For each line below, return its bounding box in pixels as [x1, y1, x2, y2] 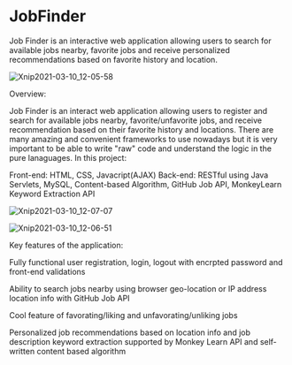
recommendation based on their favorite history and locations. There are [9, 124, 274, 134]
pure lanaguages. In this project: [9, 152, 127, 163]
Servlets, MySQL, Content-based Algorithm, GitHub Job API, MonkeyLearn [9, 179, 282, 189]
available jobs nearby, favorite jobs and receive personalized [9, 44, 230, 55]
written [9, 346, 35, 356]
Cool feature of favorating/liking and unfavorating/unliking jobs [9, 309, 238, 320]
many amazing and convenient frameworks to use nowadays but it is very [9, 133, 278, 144]
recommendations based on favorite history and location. [9, 54, 219, 65]
